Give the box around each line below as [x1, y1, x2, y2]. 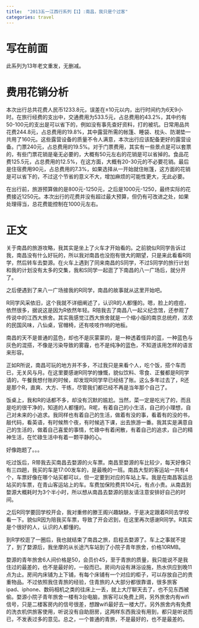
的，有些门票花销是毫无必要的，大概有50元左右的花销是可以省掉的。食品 [6, 151, 184, 158]
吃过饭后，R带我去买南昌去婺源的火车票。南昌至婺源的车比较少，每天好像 [6, 459, 187, 466]
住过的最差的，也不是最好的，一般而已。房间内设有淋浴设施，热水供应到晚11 [6, 564, 192, 571]
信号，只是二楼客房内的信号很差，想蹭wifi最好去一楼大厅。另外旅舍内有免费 [6, 601, 191, 608]
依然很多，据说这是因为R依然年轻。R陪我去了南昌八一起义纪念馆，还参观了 [6, 307, 190, 314]
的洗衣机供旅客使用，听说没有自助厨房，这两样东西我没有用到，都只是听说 [6, 608, 188, 616]
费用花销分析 [6, 86, 69, 99]
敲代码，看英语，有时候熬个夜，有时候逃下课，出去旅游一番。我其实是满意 [6, 419, 188, 426]
